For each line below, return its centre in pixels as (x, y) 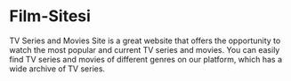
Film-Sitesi (50, 16)
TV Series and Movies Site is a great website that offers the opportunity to (145, 40)
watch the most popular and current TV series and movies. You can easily (145, 49)
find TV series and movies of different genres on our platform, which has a (146, 59)
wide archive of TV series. (57, 69)
